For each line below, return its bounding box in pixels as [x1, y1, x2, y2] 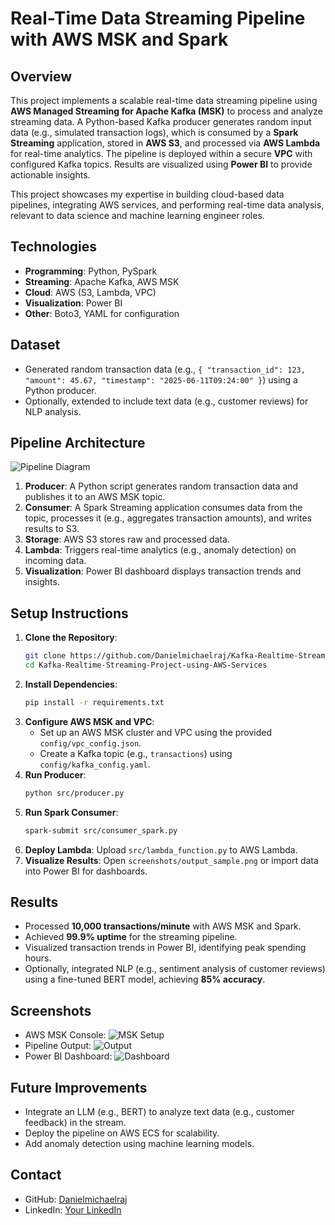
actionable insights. [10, 169, 91, 181]
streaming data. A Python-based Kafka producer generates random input [10, 116, 312, 127]
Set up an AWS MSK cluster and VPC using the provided [39, 726, 273, 738]
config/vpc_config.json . [39, 737, 142, 749]
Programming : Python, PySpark [24, 265, 158, 277]
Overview [10, 68, 73, 85]
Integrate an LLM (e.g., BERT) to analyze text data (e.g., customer [24, 1106, 295, 1118]
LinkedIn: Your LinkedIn [24, 1203, 122, 1216]
